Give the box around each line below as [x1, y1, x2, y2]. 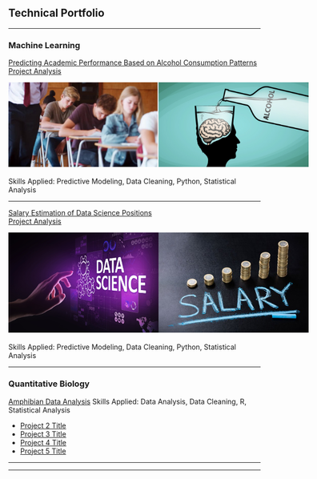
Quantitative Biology [8, 378, 90, 389]
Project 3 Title [19, 429, 66, 439]
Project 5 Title [19, 446, 66, 456]
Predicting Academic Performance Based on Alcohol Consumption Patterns [8, 58, 258, 67]
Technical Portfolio [8, 6, 105, 20]
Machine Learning [8, 39, 81, 50]
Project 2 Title [19, 421, 66, 430]
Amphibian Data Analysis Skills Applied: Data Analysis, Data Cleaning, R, [8, 396, 247, 406]
